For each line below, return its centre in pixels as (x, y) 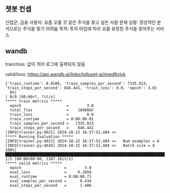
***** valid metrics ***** (34, 163)
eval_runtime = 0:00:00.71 (51, 176)
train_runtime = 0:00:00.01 (52, 119)
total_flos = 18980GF (52, 110)
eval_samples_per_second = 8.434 (51, 181)
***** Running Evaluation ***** (39, 137)
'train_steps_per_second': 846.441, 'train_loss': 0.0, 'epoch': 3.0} (81, 88)
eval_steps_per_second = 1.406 (51, 185)
